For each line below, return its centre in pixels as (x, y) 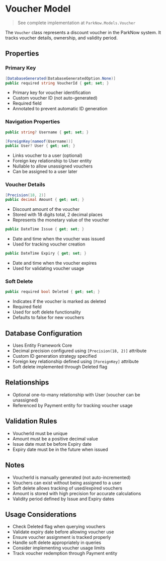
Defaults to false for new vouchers (48, 317)
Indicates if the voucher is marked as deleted (59, 301)
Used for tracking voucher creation (49, 244)
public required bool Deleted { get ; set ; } (53, 292)
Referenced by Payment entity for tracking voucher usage (72, 405)
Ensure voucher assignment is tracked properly (62, 537)
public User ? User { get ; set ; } (40, 146)
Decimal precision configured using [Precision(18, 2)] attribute (79, 351)
